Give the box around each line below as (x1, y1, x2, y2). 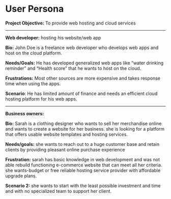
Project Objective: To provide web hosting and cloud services (5, 20, 136, 26)
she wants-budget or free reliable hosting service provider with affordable (5, 167, 161, 173)
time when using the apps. (5, 80, 61, 87)
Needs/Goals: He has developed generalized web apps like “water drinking (5, 60, 164, 66)
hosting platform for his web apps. (5, 95, 77, 102)
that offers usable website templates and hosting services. (5, 131, 128, 137)
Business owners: (5, 110, 44, 116)
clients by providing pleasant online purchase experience (5, 146, 125, 153)
